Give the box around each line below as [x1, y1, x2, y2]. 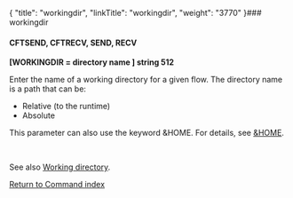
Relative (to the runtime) [21, 101, 111, 112]
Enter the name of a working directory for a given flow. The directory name [9, 75, 283, 85]
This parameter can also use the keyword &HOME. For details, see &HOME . [9, 128, 284, 139]
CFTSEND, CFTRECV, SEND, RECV [9, 37, 138, 48]
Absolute [21, 110, 56, 121]
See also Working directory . [9, 162, 111, 172]
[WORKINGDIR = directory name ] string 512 [9, 57, 175, 67]
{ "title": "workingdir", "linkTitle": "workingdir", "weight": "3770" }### [9, 8, 262, 18]
